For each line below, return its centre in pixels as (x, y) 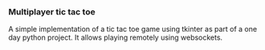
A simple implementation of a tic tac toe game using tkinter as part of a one (133, 29)
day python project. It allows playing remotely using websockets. (116, 37)
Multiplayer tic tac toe (52, 12)
